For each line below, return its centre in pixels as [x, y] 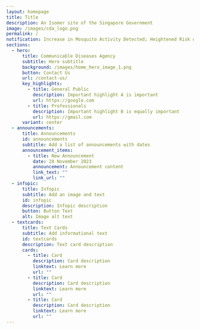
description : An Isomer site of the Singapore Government [79, 23]
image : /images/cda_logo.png [42, 28]
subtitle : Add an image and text [63, 194]
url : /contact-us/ [45, 78]
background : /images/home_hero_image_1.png [77, 67]
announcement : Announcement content [78, 167]
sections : [18, 45]
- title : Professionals [57, 106]
